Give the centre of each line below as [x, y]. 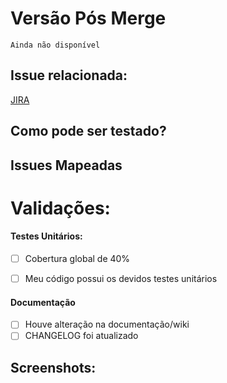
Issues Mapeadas [66, 165]
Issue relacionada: [69, 75]
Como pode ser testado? [88, 131]
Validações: [60, 208]
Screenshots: [53, 367]
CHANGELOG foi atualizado [81, 336]
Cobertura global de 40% [77, 258]
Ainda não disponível [55, 45]
